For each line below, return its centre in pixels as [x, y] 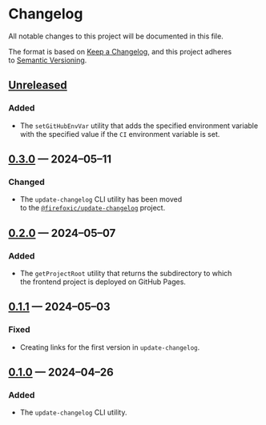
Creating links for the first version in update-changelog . [110, 347]
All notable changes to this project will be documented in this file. [116, 36]
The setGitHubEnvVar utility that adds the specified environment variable [139, 126]
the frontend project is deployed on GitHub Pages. [103, 282]
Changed [27, 182]
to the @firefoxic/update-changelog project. [93, 208]
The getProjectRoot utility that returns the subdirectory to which [126, 273]
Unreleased [38, 85]
